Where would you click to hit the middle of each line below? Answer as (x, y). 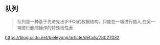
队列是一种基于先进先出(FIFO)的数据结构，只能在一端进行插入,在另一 (86, 22)
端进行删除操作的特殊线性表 (45, 27)
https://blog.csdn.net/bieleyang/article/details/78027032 (62, 37)
